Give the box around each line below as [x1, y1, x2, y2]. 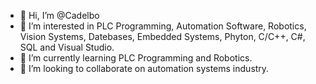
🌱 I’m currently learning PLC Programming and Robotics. [19, 52, 253, 64]
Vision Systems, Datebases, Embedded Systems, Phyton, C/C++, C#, [19, 31, 306, 42]
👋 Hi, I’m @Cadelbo [19, 10, 100, 21]
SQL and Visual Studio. [19, 41, 115, 53]
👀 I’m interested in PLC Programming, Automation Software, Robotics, [19, 20, 307, 32]
